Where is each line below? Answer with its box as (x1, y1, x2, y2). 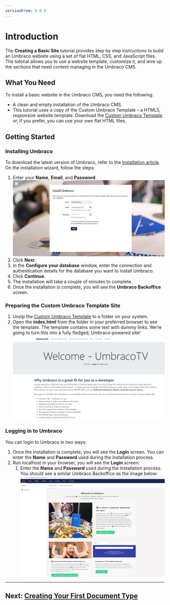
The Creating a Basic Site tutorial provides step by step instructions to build (5, 47, 163, 53)
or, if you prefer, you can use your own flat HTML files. (12, 118, 126, 124)
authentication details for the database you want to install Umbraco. (12, 268, 154, 274)
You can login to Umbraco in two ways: (5, 439, 87, 445)
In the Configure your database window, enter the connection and (12, 262, 152, 268)
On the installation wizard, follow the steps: (5, 165, 95, 171)
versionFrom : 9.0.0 (5, 8, 47, 13)
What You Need (5, 78, 56, 87)
